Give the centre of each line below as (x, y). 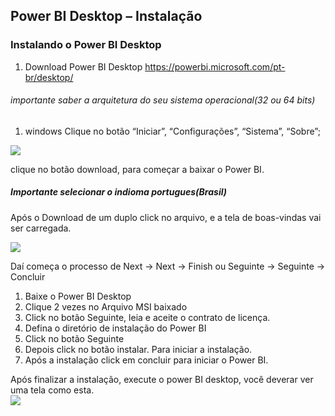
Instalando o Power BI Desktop (86, 45)
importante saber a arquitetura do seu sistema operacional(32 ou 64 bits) (163, 100)
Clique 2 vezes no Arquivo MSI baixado (106, 306)
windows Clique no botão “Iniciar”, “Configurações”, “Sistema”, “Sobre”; (172, 131)
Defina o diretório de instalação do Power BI (115, 328)
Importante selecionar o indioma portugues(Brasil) (118, 192)
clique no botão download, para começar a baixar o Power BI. (137, 169)
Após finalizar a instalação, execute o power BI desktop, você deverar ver (162, 379)
